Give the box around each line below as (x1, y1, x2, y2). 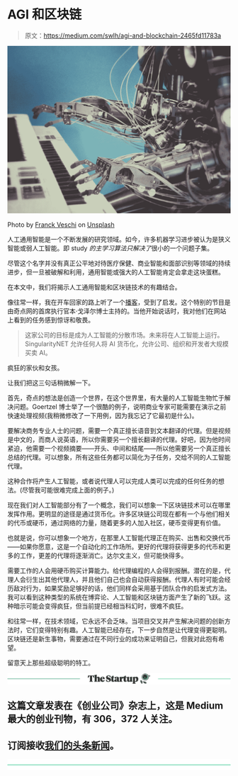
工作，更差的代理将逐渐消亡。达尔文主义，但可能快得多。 (19, 551, 188, 560)
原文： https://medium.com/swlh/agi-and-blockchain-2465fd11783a (24, 31, 222, 40)
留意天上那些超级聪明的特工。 (7, 658, 94, 667)
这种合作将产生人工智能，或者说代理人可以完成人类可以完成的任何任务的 (7, 476, 218, 485)
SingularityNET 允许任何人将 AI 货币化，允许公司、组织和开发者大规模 (24, 339, 229, 348)
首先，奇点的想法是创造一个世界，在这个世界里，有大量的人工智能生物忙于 (7, 393, 225, 402)
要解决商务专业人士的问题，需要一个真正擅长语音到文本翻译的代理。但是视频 (7, 426, 231, 434)
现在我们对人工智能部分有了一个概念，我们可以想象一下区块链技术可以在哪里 (7, 500, 231, 509)
